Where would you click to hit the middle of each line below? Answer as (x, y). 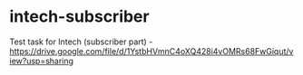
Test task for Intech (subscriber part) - (81, 42)
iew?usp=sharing (42, 61)
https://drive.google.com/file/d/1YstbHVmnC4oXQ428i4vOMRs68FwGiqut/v (151, 51)
